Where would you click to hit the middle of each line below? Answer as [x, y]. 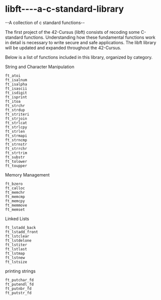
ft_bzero [14, 184]
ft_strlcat [16, 123]
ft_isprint [16, 97]
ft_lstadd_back [21, 227]
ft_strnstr [16, 144]
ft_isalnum [16, 80]
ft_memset [15, 209]
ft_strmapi [16, 136]
